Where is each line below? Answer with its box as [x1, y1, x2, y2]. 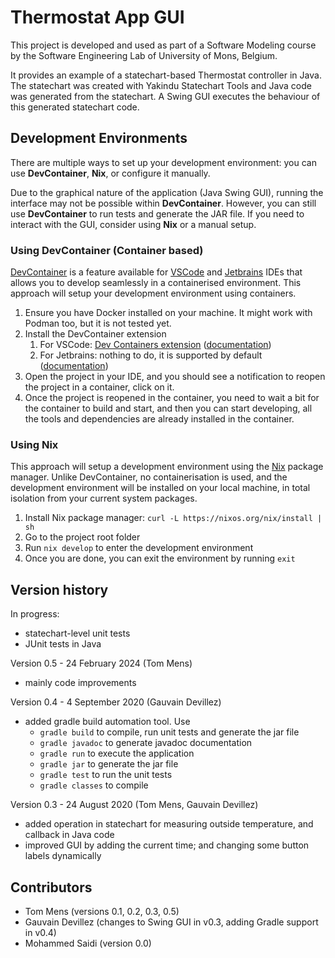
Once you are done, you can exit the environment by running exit [24, 552, 296, 565]
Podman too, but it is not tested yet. [24, 317, 172, 330]
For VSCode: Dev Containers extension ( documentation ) [39, 339, 272, 351]
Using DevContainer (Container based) [10, 243, 204, 257]
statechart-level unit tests [24, 627, 131, 640]
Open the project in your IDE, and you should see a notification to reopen [24, 371, 326, 383]
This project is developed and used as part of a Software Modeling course [10, 39, 317, 51]
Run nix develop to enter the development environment [24, 542, 254, 554]
